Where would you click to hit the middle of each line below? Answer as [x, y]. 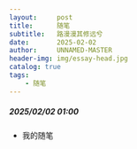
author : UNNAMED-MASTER [61, 51]
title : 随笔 [40, 26]
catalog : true [35, 67]
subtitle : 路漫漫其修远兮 [56, 34]
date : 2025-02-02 [53, 42]
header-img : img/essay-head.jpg [68, 59]
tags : [19, 75]
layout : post [41, 17]
